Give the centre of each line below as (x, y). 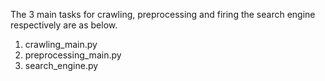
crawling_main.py (61, 44)
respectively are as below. (64, 25)
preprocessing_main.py (73, 55)
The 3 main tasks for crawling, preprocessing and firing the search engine (163, 14)
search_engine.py (61, 65)
